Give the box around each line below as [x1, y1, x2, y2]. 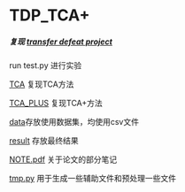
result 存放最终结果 [9, 135, 79, 146]
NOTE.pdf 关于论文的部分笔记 [9, 154, 118, 165]
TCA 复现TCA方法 [9, 79, 74, 89]
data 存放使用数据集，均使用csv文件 [9, 117, 140, 127]
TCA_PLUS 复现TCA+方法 [9, 98, 104, 109]
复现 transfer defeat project [9, 36, 113, 47]
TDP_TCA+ [9, 5, 90, 26]
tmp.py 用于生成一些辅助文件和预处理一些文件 [9, 173, 177, 184]
